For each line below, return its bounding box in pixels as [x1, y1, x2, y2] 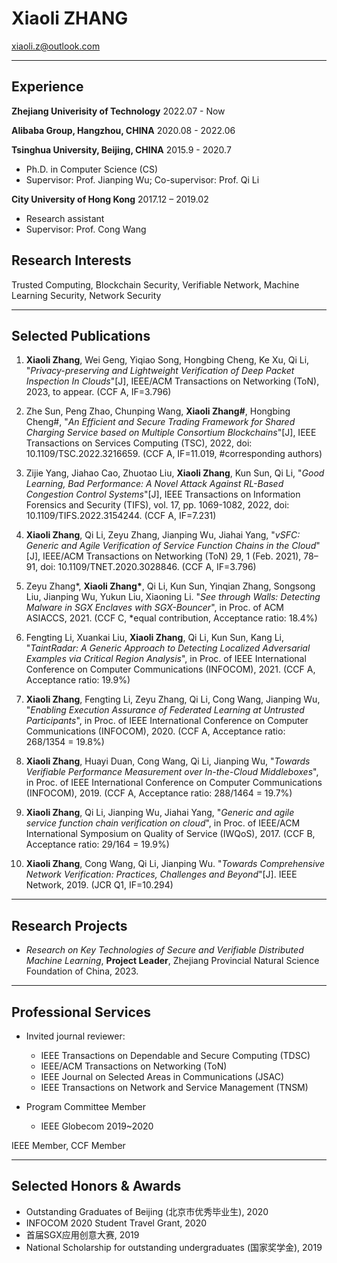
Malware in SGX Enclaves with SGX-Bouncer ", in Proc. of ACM [25, 602, 285, 614]
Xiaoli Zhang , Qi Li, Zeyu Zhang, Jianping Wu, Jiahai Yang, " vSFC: [25, 529, 301, 541]
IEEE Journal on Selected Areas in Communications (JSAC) [40, 1071, 284, 1082]
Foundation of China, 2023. [25, 965, 139, 977]
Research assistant [25, 212, 105, 224]
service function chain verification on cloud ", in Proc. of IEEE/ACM [25, 817, 301, 829]
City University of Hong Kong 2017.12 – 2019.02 [11, 193, 209, 205]
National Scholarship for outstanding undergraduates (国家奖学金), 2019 [25, 1241, 323, 1253]
